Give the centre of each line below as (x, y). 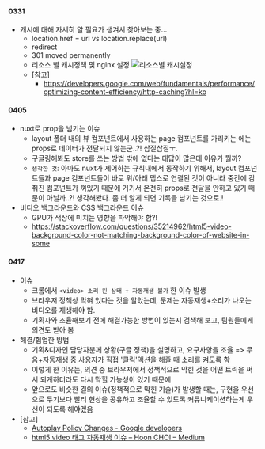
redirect (44, 47)
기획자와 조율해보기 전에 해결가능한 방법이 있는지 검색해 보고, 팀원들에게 (142, 320)
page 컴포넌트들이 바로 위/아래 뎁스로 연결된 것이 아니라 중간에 (150, 178)
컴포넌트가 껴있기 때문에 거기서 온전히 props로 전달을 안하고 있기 (146, 188)
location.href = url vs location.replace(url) (99, 39)
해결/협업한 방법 (44, 340)
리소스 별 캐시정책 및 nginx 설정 (81, 65)
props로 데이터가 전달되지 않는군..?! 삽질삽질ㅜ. (104, 148)
